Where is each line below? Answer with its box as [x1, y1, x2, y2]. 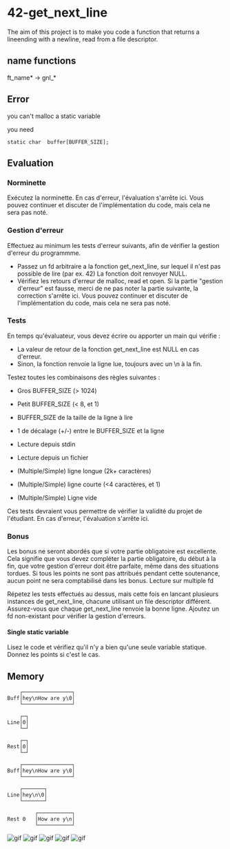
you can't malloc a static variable [7, 112, 101, 120]
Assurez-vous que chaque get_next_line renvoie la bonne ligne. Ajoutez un [7, 604, 219, 613]
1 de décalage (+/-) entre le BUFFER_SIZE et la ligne [17, 426, 165, 435]
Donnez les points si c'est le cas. [7, 651, 101, 659]
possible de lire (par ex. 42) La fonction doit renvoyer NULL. [17, 269, 187, 278]
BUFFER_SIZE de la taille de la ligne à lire [17, 413, 133, 421]
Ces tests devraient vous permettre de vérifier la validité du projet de [7, 506, 202, 515]
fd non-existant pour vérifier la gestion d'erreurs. [7, 612, 146, 620]
